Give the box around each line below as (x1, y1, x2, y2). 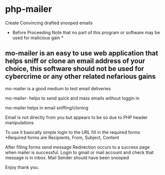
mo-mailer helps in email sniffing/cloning (5, 105, 89, 111)
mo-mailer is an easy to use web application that (5, 49, 159, 58)
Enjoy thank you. (5, 164, 39, 170)
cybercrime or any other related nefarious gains (5, 72, 156, 81)
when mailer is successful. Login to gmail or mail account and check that (5, 149, 154, 155)
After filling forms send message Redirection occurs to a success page (5, 144, 150, 150)
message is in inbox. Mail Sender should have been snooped (5, 155, 129, 161)
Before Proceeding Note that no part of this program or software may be (12, 29, 160, 35)
